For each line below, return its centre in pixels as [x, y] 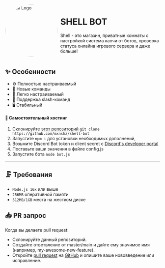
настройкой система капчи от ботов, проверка [110, 40]
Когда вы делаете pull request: [37, 230]
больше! [69, 51]
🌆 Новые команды [31, 89]
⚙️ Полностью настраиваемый [44, 84]
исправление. [27, 260]
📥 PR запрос [26, 216]
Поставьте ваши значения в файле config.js [58, 149]
